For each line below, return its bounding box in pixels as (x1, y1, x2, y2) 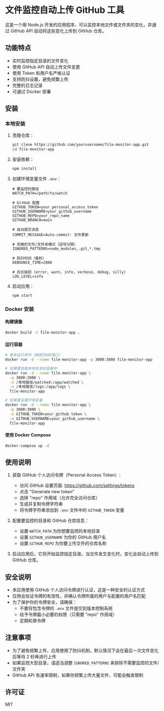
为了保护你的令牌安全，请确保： (12, 599, 77, 605)
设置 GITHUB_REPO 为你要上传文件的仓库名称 (19, 541, 107, 546)
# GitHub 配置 (12, 201, 40, 205)
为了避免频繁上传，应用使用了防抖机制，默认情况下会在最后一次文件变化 (12, 647, 159, 653)
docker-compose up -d (5, 443, 50, 448)
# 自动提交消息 (12, 227, 39, 232)
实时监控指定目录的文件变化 (12, 58, 69, 64)
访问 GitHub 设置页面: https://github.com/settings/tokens (19, 482, 135, 488)
